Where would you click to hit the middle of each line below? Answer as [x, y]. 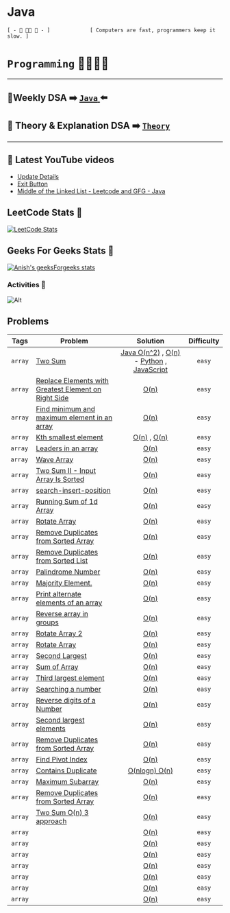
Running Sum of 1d [67, 501]
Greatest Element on [69, 389]
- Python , [151, 361]
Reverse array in [62, 613]
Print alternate [59, 594]
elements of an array [69, 602]
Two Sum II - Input [66, 470]
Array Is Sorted [60, 479]
